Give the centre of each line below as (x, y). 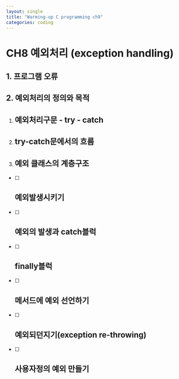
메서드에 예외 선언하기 (52, 300)
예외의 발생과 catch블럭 (55, 232)
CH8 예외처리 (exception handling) (90, 53)
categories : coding (30, 22)
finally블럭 (33, 266)
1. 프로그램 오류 (32, 76)
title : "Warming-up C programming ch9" (55, 17)
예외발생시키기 (39, 197)
